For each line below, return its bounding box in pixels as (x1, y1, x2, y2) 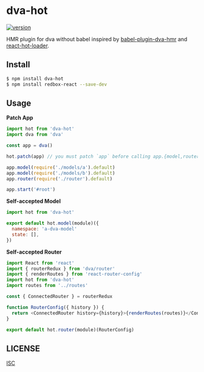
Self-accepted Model (6, 198, 61, 205)
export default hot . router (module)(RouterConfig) (6, 326, 135, 333)
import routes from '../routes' (6, 283, 88, 289)
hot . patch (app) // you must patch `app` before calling (6, 153, 151, 160)
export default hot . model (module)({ (6, 220, 99, 226)
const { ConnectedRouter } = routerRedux (6, 294, 113, 300)
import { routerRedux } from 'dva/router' (6, 265, 115, 272)
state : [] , (12, 231, 39, 237)
